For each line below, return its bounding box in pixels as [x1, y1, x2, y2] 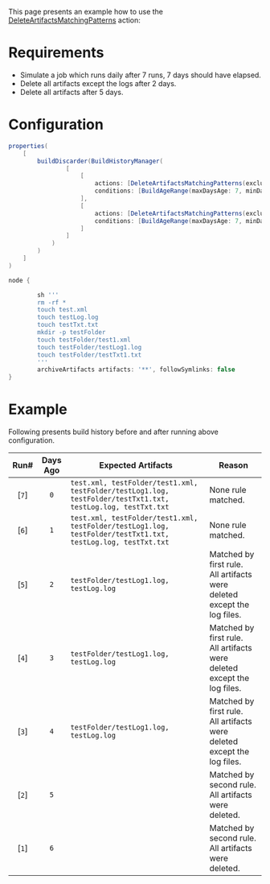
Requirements [8, 43, 104, 62]
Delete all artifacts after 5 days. [19, 87, 124, 97]
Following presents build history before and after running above [8, 427, 219, 437]
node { [8, 276, 31, 284]
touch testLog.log [37, 313, 99, 321]
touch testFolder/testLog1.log [37, 343, 142, 351]
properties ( [8, 142, 48, 150]
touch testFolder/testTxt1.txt [37, 350, 142, 359]
